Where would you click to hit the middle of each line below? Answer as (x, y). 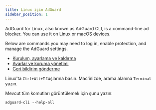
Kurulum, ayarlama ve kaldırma (44, 58)
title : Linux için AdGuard (33, 10)
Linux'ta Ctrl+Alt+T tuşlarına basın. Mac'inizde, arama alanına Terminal (78, 78)
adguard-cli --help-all (30, 102)
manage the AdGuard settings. (37, 49)
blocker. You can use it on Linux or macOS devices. (58, 34)
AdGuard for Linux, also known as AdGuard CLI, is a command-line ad (77, 28)
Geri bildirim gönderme (36, 69)
